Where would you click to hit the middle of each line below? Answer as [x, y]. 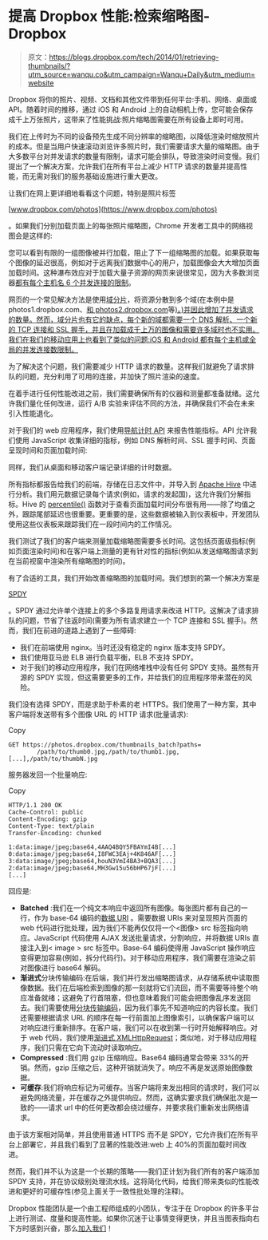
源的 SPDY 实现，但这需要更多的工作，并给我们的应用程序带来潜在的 [132, 677]
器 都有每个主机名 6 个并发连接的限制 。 [72, 282]
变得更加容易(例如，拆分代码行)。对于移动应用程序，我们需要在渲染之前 [138, 957]
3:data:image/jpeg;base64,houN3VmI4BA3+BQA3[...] [93, 861]
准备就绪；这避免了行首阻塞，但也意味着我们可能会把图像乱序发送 [135, 997]
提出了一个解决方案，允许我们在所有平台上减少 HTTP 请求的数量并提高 [124, 166]
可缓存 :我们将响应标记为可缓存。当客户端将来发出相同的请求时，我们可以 [140, 1087]
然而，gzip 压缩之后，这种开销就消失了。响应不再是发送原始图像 [140, 1068]
